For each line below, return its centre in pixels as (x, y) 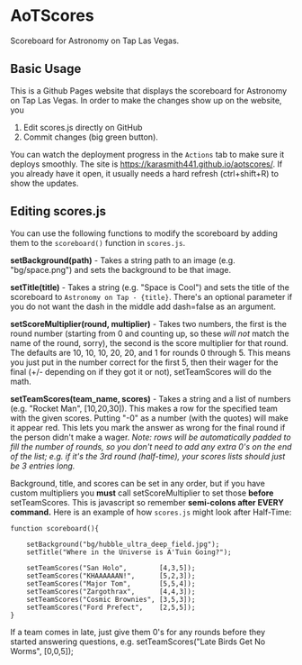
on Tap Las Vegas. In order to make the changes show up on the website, (146, 100)
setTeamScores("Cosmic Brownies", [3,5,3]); (111, 599)
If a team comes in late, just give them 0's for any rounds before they (138, 632)
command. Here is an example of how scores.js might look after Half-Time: (151, 512)
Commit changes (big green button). (90, 137)
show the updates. (44, 183)
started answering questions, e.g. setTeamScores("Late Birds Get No (138, 642)
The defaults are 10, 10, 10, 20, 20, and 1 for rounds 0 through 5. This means (151, 352)
